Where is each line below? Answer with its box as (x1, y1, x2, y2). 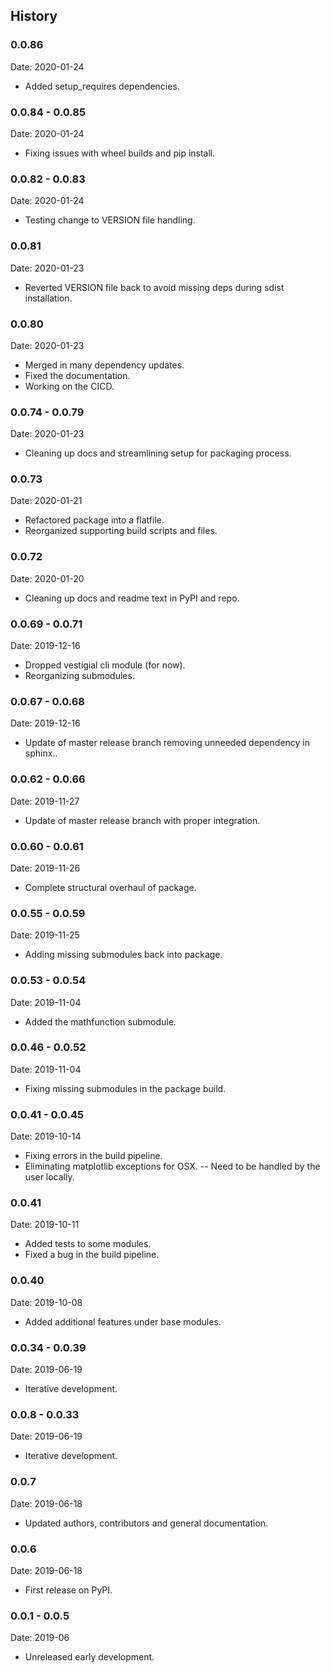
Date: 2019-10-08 (10, 1296, 83, 1308)
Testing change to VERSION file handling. (24, 214, 196, 226)
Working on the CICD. (24, 380, 115, 392)
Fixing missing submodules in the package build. (24, 1082, 227, 1094)
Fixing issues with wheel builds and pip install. (24, 147, 216, 159)
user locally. (24, 1171, 75, 1183)
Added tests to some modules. (24, 1238, 152, 1250)
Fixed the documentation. (24, 369, 131, 381)
